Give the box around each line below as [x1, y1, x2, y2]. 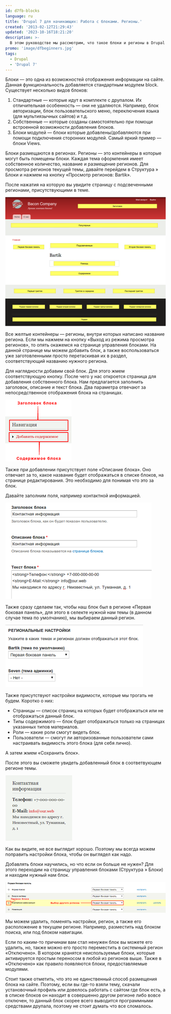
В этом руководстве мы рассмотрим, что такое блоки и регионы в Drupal [10, 41, 165, 46]
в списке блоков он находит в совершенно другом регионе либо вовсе [5, 992, 161, 998]
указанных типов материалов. [12, 723, 79, 730]
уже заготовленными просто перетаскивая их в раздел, [5, 353, 128, 359]
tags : [5, 51, 17, 56]
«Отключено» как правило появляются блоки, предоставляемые [5, 961, 148, 967]
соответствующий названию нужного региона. [5, 358, 108, 364]
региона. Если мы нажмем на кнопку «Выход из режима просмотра [5, 336, 154, 342]
